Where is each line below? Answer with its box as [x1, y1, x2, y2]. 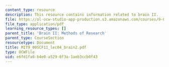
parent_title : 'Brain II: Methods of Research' [5, 31, 107, 36]
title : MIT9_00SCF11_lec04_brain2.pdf [5, 45, 87, 50]
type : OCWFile [5, 49, 35, 54]
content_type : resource [5, 7, 55, 13]
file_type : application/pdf [5, 21, 64, 27]
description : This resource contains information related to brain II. [5, 12, 158, 17]
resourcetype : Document [5, 40, 55, 45]
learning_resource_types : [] [5, 26, 66, 31]
